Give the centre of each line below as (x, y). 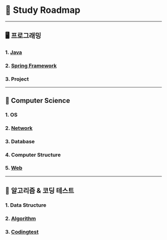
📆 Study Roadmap (43, 10)
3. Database (20, 141)
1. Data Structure (26, 205)
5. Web (14, 168)
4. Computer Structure (33, 155)
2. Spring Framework (31, 66)
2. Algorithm (21, 219)
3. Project (17, 79)
